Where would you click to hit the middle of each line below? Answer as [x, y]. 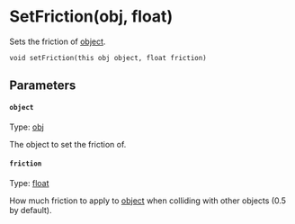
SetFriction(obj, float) [91, 17]
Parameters [43, 86]
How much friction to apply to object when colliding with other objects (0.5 [147, 201]
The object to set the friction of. [68, 144]
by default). [31, 210]
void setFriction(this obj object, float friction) [108, 58]
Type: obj [27, 127]
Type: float [29, 183]
